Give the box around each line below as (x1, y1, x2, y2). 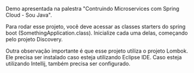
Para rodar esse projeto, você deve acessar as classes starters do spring (5, 23, 186, 30)
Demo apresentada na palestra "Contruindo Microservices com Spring (5, 5, 180, 12)
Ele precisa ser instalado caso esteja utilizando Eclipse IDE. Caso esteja (5, 54, 182, 60)
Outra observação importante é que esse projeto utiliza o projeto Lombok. (5, 47, 188, 54)
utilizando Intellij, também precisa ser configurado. (5, 60, 131, 67)
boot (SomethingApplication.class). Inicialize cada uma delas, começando (5, 29, 188, 36)
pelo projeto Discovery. (5, 36, 63, 42)
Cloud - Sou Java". (5, 11, 52, 19)
